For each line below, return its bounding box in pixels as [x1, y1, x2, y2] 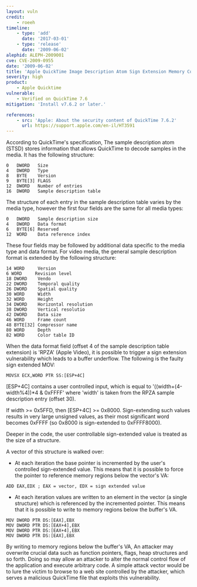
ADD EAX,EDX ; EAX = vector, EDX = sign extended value [6, 483, 145, 490]
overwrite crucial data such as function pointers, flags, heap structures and [6, 549, 188, 557]
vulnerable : [6, 90, 35, 96]
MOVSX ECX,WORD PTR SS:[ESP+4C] [6, 373, 85, 379]
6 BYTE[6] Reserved [6, 226, 59, 232]
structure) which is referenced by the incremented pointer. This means [14, 500, 186, 507]
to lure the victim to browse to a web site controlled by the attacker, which [6, 568, 185, 575]
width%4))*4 [6, 389, 39, 396]
